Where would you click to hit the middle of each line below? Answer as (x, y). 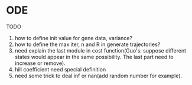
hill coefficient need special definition (60, 69)
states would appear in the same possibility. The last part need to (94, 57)
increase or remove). (40, 63)
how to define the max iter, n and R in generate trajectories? (87, 44)
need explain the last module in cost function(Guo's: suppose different (100, 50)
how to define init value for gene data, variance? (74, 38)
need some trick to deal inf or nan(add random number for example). (98, 76)
